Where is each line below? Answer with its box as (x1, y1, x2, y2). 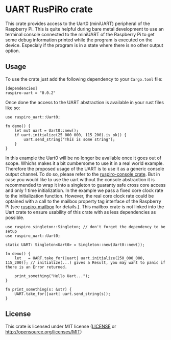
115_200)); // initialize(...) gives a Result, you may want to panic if (5, 260, 166, 265)
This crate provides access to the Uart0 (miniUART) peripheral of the (5, 20, 151, 27)
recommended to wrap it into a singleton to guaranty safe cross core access (5, 182, 166, 188)
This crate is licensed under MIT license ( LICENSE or (5, 323, 116, 329)
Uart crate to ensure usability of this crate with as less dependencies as (5, 209, 156, 215)
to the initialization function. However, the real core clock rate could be (5, 192, 154, 199)
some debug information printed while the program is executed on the (5, 37, 153, 43)
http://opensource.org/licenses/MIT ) (5, 328, 82, 335)
